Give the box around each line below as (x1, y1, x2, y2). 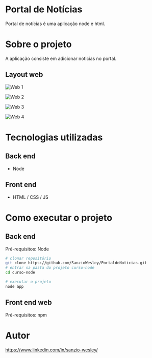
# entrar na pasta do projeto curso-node (5, 265, 95, 270)
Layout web (5, 70, 43, 79)
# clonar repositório (5, 256, 52, 261)
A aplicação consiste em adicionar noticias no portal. (5, 55, 117, 61)
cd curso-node (5, 270, 36, 275)
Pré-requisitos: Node (5, 246, 49, 252)
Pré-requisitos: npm (5, 311, 47, 318)
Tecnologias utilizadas (5, 132, 103, 143)
